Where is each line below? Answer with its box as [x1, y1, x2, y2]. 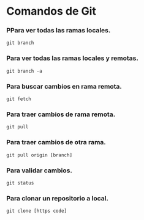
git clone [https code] [6, 208, 67, 215]
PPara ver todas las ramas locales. [6, 26, 111, 35]
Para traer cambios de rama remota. [6, 110, 116, 119]
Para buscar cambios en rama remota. [6, 82, 123, 90]
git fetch [6, 96, 32, 102]
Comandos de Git [6, 4, 97, 18]
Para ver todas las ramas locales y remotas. [6, 54, 139, 62]
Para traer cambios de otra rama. [6, 138, 106, 147]
